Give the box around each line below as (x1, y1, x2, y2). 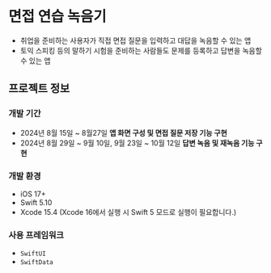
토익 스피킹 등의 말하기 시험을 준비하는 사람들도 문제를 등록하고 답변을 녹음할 (19, 45, 263, 55)
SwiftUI (19, 250, 46, 258)
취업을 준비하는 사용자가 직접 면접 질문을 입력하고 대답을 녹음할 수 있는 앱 (19, 36, 252, 45)
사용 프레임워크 (8, 229, 65, 241)
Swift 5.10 (19, 197, 53, 207)
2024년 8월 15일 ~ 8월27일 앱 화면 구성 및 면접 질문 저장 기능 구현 (19, 128, 228, 137)
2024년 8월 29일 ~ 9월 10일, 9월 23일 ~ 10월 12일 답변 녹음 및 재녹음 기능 (19, 138, 255, 148)
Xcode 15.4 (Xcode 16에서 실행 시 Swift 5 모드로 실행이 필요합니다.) (19, 207, 237, 216)
